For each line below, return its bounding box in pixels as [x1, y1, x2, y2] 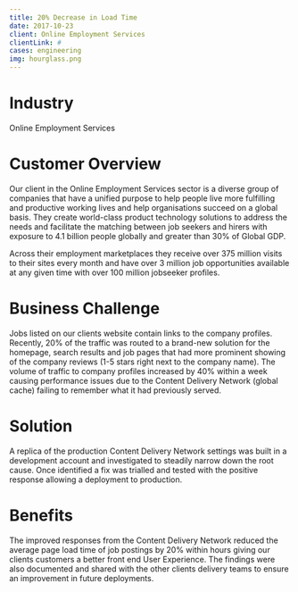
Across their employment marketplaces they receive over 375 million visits [9, 247, 283, 259]
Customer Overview [9, 154, 162, 174]
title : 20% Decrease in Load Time [9, 13, 138, 22]
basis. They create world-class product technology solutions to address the [9, 212, 288, 222]
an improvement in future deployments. [9, 572, 154, 583]
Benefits [9, 505, 74, 525]
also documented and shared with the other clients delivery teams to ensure [9, 563, 289, 574]
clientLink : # [9, 38, 62, 47]
